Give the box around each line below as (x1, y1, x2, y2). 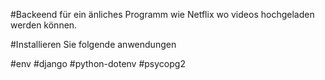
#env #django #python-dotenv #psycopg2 (10, 58, 186, 69)
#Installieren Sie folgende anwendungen (10, 39, 177, 50)
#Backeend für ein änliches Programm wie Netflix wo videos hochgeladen (10, 9, 315, 20)
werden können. (10, 19, 78, 31)
